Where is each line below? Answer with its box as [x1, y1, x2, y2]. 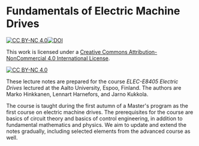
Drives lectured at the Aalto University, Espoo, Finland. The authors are [6, 84, 182, 91]
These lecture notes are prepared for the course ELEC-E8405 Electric [6, 78, 179, 85]
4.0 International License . [47, 54, 110, 62]
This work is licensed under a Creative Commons [6, 48, 128, 55]
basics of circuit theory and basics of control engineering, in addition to [6, 115, 183, 122]
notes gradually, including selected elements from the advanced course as [6, 127, 191, 135]
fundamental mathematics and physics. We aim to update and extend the [6, 121, 187, 128]
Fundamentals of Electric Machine [6, 4, 180, 18]
